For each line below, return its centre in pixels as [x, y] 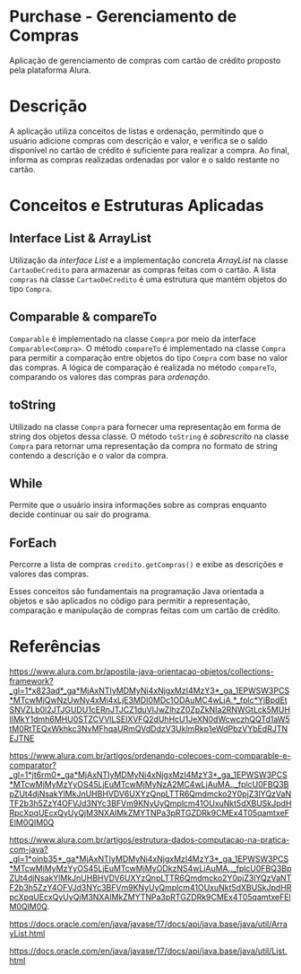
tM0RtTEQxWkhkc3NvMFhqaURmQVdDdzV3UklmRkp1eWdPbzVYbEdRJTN [149, 729]
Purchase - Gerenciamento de [123, 17]
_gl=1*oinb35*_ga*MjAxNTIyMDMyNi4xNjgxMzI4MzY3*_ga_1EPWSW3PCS [149, 859]
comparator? [33, 766]
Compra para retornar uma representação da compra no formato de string [143, 445]
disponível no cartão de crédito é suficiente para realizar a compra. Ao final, [149, 150]
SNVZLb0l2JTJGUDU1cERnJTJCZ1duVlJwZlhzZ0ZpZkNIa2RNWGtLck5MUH [150, 710]
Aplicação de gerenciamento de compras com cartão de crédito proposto [145, 60]
